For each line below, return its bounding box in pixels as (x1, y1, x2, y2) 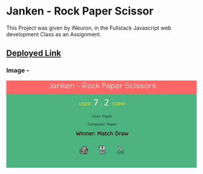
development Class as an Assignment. (6, 30, 101, 37)
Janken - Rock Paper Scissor (6, 4, 154, 18)
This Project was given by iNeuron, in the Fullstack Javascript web (6, 24, 172, 31)
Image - (6, 66, 30, 75)
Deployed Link (6, 48, 62, 59)
